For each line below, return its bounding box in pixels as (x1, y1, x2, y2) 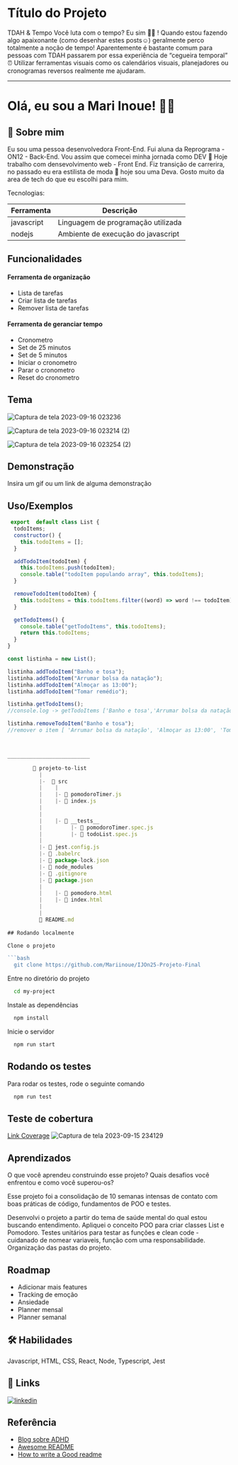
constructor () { (13, 531, 62, 539)
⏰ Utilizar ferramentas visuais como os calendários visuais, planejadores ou (7, 58, 229, 67)
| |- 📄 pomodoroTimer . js (38, 791, 122, 798)
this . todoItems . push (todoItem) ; (20, 565, 115, 572)
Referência (7, 1416, 57, 1428)
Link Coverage (7, 1131, 50, 1140)
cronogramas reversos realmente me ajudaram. (7, 66, 146, 75)
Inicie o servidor (7, 1027, 55, 1036)
